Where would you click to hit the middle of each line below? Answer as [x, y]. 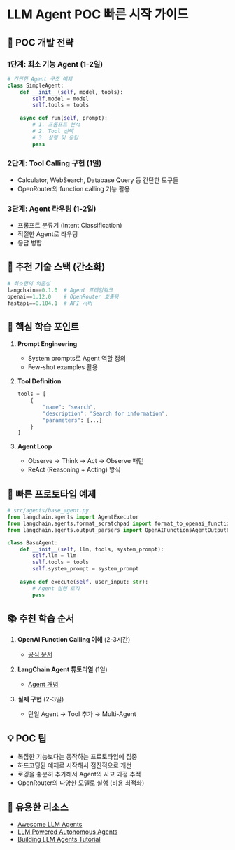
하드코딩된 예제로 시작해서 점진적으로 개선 [74, 765]
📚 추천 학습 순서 [41, 618]
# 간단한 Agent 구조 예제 [40, 79]
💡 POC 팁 [27, 738]
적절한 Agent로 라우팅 [48, 234]
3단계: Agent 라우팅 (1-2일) [52, 209]
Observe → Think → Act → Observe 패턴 [86, 461]
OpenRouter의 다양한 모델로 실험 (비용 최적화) [81, 783]
